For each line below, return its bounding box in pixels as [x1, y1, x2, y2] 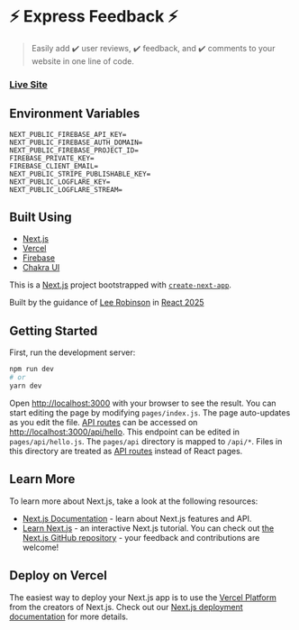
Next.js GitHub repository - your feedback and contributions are [22, 532, 260, 543]
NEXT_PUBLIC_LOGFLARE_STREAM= [9, 185, 123, 194]
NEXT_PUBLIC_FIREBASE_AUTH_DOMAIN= [9, 138, 143, 147]
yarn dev [9, 381, 42, 391]
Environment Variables [9, 106, 140, 122]
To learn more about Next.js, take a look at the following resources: [9, 496, 258, 507]
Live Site [9, 78, 48, 90]
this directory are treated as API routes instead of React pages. [9, 445, 243, 456]
